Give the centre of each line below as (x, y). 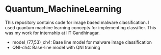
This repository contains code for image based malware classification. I (77, 22)
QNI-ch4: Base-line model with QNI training (56, 47)
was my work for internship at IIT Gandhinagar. (52, 33)
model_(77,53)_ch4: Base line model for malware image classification (82, 42)
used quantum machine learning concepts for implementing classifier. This (80, 27)
